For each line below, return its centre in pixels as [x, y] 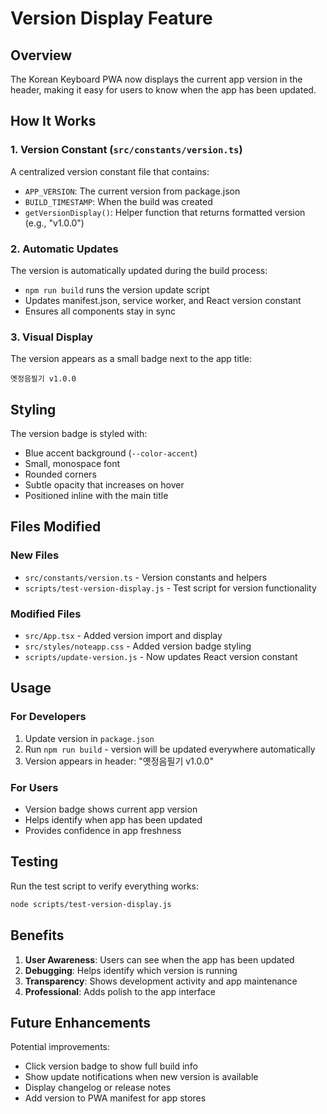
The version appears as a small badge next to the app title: [131, 359]
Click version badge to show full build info [111, 1066]
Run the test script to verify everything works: [105, 886]
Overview [41, 55]
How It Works [53, 121]
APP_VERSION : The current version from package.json [132, 191]
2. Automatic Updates [64, 249]
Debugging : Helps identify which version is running [131, 970]
